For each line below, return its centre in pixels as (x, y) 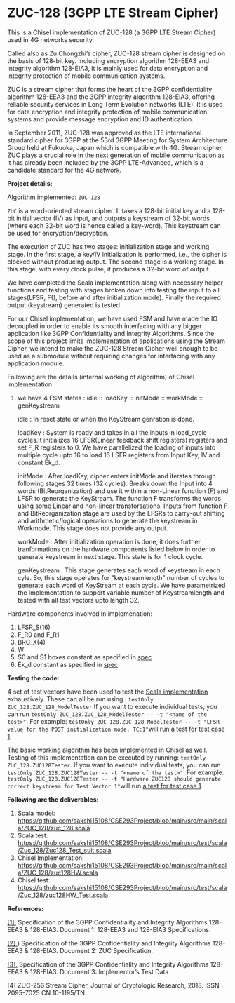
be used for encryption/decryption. (58, 233)
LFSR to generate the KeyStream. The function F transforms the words (119, 498)
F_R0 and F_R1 (38, 634)
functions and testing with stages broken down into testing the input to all (113, 290)
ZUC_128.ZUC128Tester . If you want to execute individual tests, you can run (114, 765)
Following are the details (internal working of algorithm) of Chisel (101, 377)
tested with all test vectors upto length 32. (78, 600)
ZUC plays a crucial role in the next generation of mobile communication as (116, 155)
